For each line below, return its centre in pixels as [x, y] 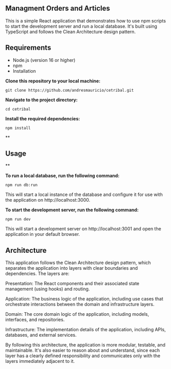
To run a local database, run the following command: [62, 176]
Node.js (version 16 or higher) [44, 60]
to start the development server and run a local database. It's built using [81, 26]
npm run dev [18, 220]
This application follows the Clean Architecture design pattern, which [78, 263]
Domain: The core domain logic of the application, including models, [77, 314]
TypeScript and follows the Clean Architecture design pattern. [70, 31]
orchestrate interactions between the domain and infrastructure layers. [80, 305]
